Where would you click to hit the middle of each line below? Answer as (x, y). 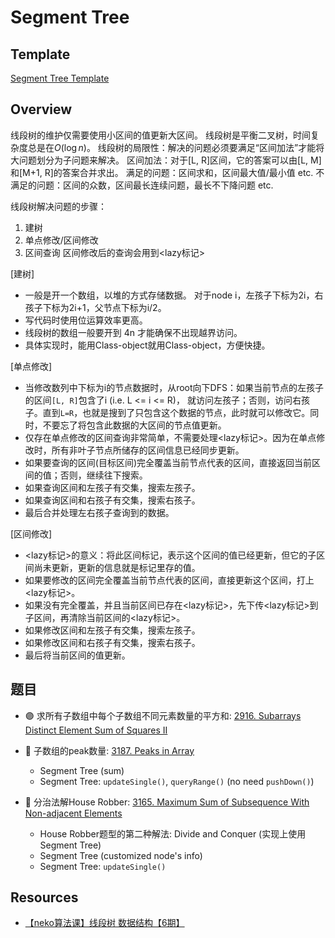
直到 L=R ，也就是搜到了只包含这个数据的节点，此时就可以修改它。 (176, 412)
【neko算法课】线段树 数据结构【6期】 (104, 923)
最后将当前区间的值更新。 (77, 655)
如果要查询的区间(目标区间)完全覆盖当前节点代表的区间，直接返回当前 (168, 462)
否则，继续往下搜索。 (103, 475)
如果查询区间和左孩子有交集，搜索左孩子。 (112, 487)
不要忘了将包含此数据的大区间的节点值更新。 (134, 425)
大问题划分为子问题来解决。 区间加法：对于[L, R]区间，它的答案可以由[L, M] (166, 160)
